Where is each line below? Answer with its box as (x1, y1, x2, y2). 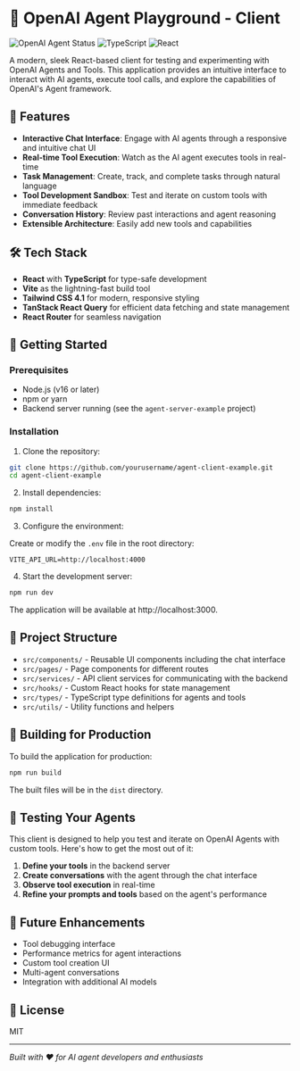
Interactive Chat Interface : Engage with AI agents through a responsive (21, 133, 287, 144)
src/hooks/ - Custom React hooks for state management (21, 682, 230, 693)
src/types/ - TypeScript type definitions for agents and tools (21, 692, 246, 702)
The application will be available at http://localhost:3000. (9, 604, 219, 615)
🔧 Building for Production (9, 727, 152, 743)
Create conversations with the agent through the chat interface (21, 870, 257, 881)
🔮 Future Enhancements (9, 915, 146, 930)
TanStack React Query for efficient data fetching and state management (21, 302, 290, 312)
